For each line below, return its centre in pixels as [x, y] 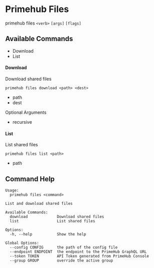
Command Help [30, 179]
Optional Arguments [26, 112]
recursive [22, 122]
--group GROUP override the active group [61, 260]
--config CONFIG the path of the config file [64, 247]
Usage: [12, 190]
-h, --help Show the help [48, 234]
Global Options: [22, 243]
